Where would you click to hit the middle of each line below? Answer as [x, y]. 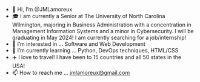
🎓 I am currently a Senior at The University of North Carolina [88, 16]
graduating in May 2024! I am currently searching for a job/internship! [99, 37]
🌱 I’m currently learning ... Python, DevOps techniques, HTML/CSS [95, 50]
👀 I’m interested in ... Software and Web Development [78, 44]
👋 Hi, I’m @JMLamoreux [42, 9]
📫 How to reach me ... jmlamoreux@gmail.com [71, 73]
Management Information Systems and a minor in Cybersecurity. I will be [103, 31]
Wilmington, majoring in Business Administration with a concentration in [102, 25]
